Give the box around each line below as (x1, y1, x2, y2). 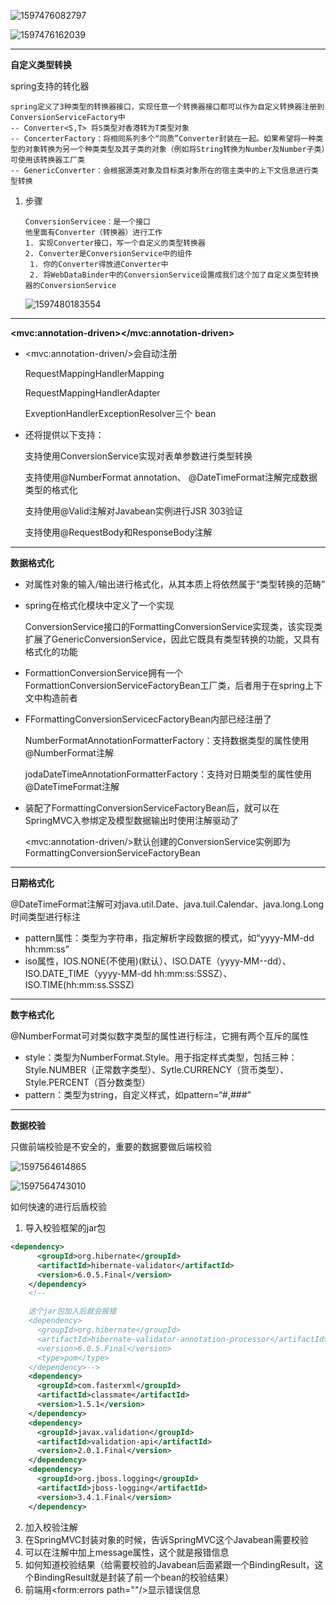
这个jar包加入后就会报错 (28, 1306, 117, 1317)
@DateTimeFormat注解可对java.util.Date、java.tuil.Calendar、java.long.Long (10, 898, 325, 910)
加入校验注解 (24, 1521, 78, 1533)
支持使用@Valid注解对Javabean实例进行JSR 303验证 (24, 505, 243, 517)
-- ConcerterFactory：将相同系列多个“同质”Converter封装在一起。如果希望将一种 (10, 134, 317, 144)
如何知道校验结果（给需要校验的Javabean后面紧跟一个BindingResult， (24, 1558, 315, 1570)
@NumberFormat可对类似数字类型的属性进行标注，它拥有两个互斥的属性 (10, 1030, 310, 1042)
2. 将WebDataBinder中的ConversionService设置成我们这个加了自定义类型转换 (29, 270, 320, 280)
